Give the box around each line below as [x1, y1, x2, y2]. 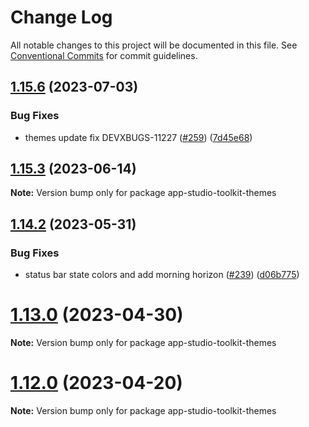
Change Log [10, 6, 113, 29]
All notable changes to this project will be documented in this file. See [10, 39, 298, 51]
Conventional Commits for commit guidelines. [10, 49, 198, 61]
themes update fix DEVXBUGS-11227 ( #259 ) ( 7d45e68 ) [24, 131, 253, 143]
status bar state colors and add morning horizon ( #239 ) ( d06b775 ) [24, 269, 300, 281]
